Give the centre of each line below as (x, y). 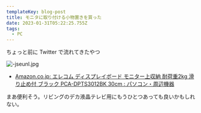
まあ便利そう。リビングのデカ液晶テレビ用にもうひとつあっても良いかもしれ (101, 97)
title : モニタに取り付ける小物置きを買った (54, 17)
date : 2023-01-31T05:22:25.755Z (47, 23)
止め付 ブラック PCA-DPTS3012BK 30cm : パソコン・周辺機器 (97, 84)
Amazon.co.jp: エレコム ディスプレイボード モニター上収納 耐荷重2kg (101, 76)
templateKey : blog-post (36, 12)
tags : (13, 29)
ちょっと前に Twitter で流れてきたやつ (53, 52)
